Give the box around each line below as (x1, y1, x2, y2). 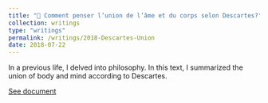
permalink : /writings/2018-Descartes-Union (8, 33, 156, 42)
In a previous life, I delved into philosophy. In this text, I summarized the (8, 63, 243, 72)
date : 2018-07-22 (8, 41, 66, 49)
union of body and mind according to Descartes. (8, 71, 167, 81)
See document (8, 86, 57, 96)
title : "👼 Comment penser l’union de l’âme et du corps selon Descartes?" (8, 11, 262, 20)
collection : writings (8, 19, 81, 27)
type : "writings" (8, 26, 66, 34)
